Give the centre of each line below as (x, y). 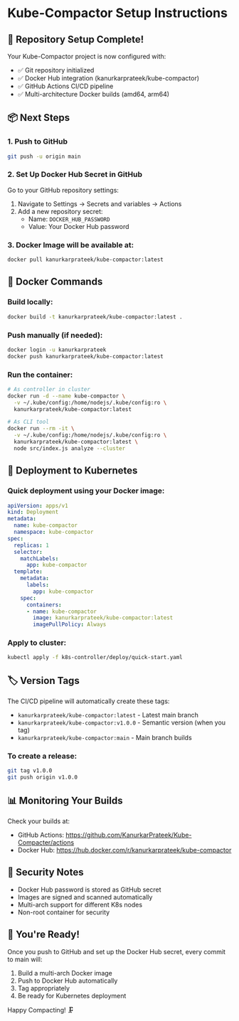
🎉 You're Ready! (44, 935)
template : (28, 572)
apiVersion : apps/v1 (38, 506)
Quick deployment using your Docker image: (86, 491)
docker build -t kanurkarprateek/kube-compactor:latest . (95, 317)
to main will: (25, 959)
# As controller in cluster (49, 389)
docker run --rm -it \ (41, 429)
